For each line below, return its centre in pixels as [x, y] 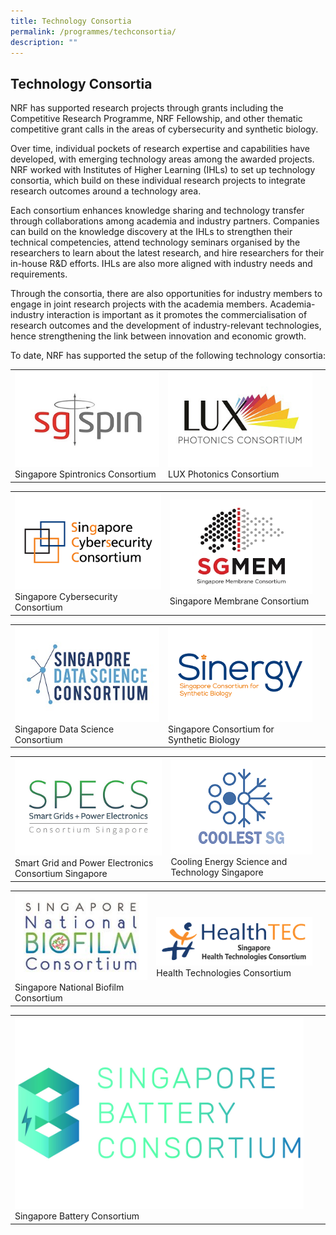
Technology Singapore [217, 872]
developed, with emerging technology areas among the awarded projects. [162, 159]
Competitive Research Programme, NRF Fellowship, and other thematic [156, 119]
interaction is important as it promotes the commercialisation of [177, 315]
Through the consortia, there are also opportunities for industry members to [166, 294]
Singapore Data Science [64, 729]
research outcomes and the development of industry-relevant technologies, [166, 326]
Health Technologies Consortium [224, 973]
